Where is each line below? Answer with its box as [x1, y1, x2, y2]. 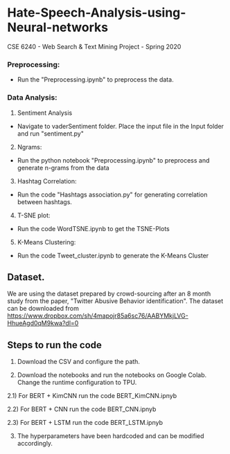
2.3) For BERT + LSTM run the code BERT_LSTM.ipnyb [7, 419, 163, 427]
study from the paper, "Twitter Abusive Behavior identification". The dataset [7, 297, 224, 305]
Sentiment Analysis [17, 109, 73, 117]
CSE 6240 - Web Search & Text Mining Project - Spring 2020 [7, 42, 182, 51]
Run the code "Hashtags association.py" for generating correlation [17, 190, 208, 199]
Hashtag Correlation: [17, 176, 77, 185]
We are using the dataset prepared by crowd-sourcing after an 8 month [7, 289, 211, 298]
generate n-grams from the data [17, 163, 109, 172]
